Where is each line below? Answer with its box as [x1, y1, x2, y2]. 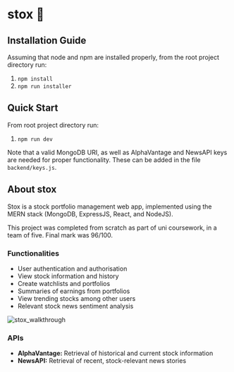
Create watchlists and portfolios [17, 279, 111, 287]
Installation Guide [7, 35, 87, 46]
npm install [17, 75, 53, 82]
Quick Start [7, 102, 58, 114]
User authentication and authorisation [17, 264, 128, 273]
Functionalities [7, 248, 60, 258]
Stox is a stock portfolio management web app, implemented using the [7, 202, 212, 211]
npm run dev [17, 135, 53, 143]
